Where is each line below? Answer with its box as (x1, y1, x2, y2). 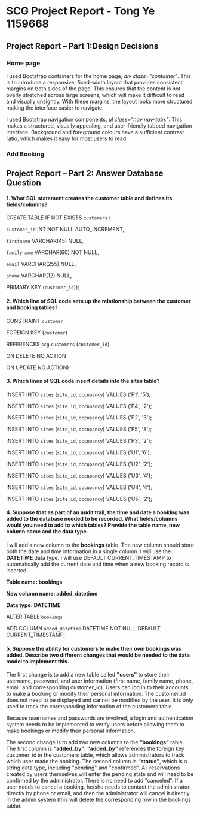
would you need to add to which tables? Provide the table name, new (6, 521, 180, 529)
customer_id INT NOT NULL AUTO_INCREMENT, (6, 226, 125, 233)
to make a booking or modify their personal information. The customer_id (6, 690, 186, 698)
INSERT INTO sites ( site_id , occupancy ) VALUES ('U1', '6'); (6, 448, 152, 456)
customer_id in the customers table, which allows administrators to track (6, 751, 185, 759)
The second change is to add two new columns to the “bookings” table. (6, 739, 184, 746)
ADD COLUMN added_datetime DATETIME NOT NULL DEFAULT (6, 625, 161, 632)
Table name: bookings (6, 578, 63, 585)
